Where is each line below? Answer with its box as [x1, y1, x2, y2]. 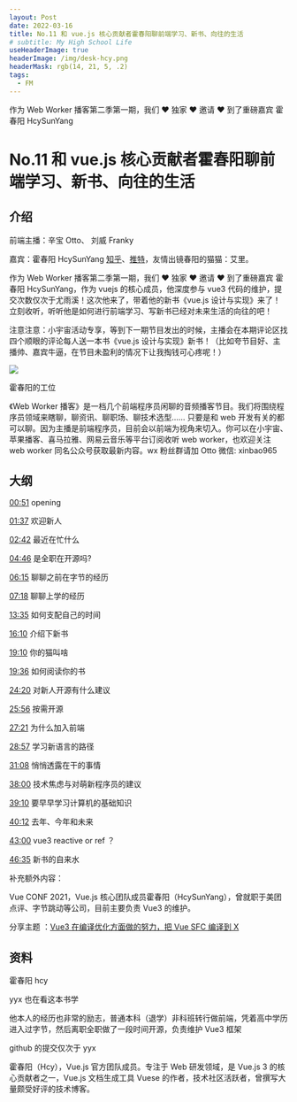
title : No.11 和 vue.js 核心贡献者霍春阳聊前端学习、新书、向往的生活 [9, 29, 244, 38]
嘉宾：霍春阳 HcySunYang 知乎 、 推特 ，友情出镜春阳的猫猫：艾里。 [9, 253, 254, 264]
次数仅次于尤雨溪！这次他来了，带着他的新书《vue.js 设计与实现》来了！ [16, 294, 281, 305]
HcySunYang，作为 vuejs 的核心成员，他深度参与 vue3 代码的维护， [26, 283, 275, 294]
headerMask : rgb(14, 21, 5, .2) [9, 63, 128, 72]
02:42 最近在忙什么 [9, 535, 80, 545]
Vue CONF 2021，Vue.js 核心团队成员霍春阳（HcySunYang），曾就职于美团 [9, 891, 282, 903]
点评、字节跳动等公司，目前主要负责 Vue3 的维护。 [9, 903, 196, 913]
